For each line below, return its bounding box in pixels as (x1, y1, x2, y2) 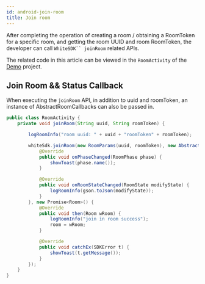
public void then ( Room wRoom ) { (38, 210, 121, 217)
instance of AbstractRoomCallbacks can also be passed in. (6, 103, 154, 111)
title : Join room (6, 15, 51, 21)
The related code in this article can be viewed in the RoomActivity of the (6, 56, 187, 64)
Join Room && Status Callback (6, 80, 124, 90)
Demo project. (6, 62, 43, 70)
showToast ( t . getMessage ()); (49, 250, 121, 256)
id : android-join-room (6, 9, 64, 15)
